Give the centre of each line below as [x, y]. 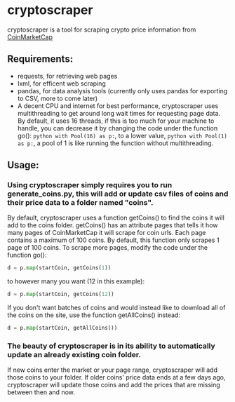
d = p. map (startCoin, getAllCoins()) [62, 328]
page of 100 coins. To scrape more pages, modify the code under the [108, 248]
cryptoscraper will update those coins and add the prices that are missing [114, 385]
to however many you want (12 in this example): [76, 281]
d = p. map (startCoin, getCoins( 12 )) [61, 294]
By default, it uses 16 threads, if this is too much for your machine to [116, 121]
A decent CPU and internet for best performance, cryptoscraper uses [118, 106]
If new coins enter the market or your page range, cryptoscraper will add [112, 370]
